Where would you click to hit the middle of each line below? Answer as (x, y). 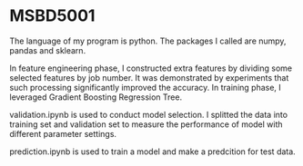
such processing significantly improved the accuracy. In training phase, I (146, 87)
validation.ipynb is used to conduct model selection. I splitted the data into (149, 114)
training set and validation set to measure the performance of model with (146, 124)
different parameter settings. (63, 133)
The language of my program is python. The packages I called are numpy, (148, 41)
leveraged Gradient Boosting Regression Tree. (96, 97)
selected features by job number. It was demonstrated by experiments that (149, 77)
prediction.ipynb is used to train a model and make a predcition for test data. (152, 151)
